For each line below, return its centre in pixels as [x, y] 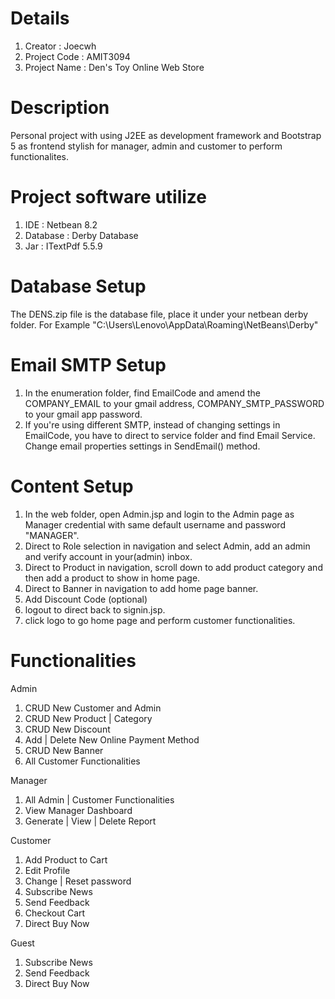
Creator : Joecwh [60, 46]
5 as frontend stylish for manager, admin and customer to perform [146, 146]
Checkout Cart [55, 913]
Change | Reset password [78, 881]
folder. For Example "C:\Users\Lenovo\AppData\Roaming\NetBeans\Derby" [164, 324]
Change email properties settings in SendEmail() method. [142, 446]
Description [60, 108]
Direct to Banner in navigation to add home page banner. [141, 588]
